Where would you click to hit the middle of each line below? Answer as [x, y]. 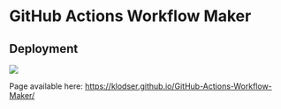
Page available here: [46, 86]
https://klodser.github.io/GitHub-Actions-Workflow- [178, 86]
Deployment [44, 49]
